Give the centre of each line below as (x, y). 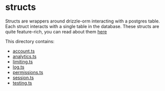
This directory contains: (30, 41)
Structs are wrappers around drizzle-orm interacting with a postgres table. (82, 21)
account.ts (24, 51)
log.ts (18, 67)
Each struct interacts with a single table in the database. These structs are (82, 26)
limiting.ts (22, 61)
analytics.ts (24, 56)
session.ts (23, 77)
